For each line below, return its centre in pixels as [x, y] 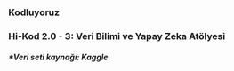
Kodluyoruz [34, 12]
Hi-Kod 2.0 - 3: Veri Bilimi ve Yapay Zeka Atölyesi [117, 35]
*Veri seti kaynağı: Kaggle [58, 57]
